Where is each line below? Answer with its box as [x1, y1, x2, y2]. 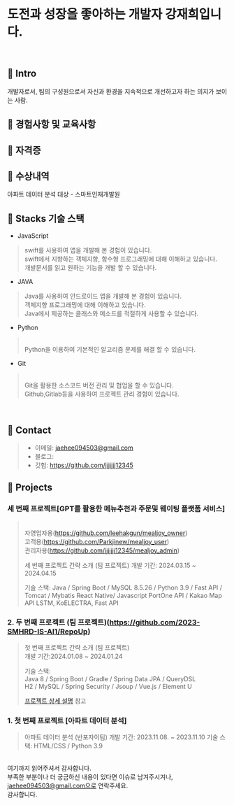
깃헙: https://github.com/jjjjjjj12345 [34, 461, 134, 469]
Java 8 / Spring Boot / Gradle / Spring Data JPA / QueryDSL [24, 674, 196, 683]
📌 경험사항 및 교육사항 [7, 118, 96, 130]
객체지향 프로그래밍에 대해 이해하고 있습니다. [24, 301, 147, 309]
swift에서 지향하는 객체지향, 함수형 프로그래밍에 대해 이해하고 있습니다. [24, 255, 218, 263]
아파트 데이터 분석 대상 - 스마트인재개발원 [7, 190, 120, 199]
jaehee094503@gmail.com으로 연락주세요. [7, 781, 129, 790]
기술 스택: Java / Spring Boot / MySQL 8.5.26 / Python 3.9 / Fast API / [24, 583, 222, 592]
